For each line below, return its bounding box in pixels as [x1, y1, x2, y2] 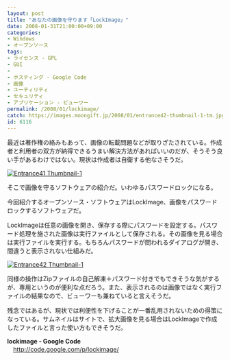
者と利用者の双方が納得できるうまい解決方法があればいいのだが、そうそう [7, 147, 217, 155]
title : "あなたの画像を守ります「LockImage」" [7, 16, 129, 23]
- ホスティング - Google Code [7, 73, 87, 81]
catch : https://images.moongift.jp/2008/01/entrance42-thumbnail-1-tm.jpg [7, 112, 225, 119]
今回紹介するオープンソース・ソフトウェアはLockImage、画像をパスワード [7, 197, 218, 206]
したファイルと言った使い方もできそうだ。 [7, 323, 127, 331]
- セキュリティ [7, 93, 44, 100]
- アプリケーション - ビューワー [7, 99, 89, 106]
